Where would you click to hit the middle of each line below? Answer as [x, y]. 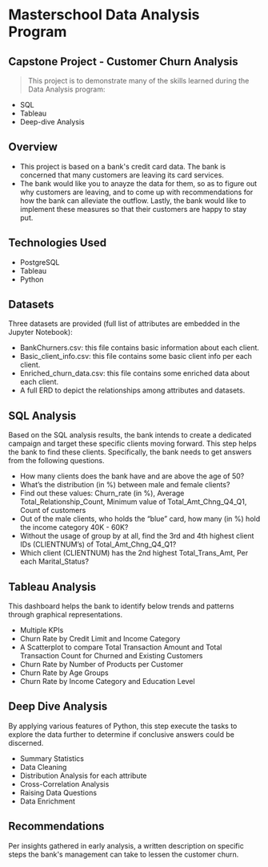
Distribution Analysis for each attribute [83, 775]
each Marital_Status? [54, 562]
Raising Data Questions [58, 792]
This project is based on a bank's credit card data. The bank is [123, 166]
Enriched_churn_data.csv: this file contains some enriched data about [135, 373]
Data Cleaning [43, 767]
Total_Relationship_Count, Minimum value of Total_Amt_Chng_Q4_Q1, [133, 502]
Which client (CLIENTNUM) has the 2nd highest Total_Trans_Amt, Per [134, 553]
